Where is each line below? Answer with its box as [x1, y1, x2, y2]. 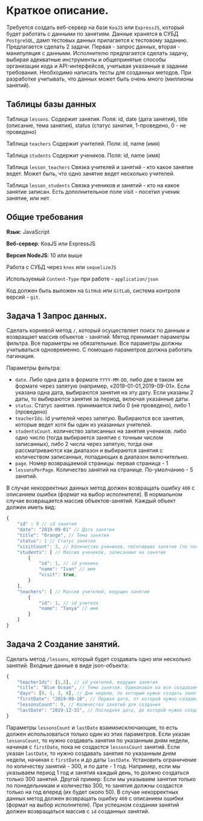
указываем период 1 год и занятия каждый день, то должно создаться [6, 769, 189, 776]
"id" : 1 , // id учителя [38, 600, 98, 606]
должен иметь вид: [6, 504, 56, 511]
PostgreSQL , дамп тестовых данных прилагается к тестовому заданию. [6, 36, 188, 44]
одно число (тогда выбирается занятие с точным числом [14, 434, 164, 441]
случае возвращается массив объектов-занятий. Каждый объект [6, 497, 176, 505]
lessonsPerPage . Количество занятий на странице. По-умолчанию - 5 [14, 466, 193, 473]
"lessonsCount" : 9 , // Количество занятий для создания [17, 702, 161, 708]
